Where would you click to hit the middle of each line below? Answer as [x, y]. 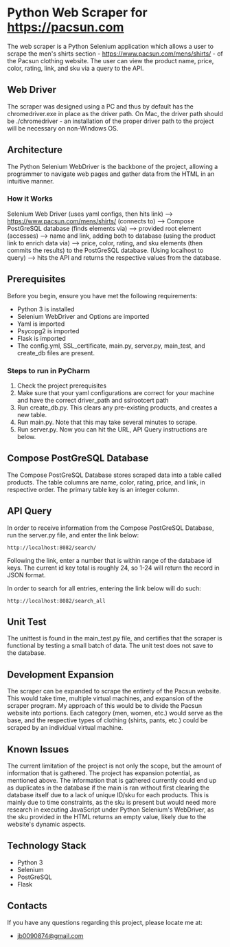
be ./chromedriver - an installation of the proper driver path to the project [111, 121]
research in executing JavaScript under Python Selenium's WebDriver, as [111, 810]
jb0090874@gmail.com [50, 935]
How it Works [30, 199]
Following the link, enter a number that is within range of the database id [109, 560]
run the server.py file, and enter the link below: [73, 535]
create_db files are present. [56, 353]
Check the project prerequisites [62, 386]
